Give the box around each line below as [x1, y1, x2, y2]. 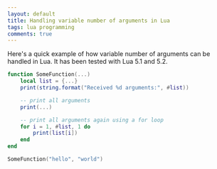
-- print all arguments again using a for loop [20, 116, 164, 124]
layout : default [7, 10, 55, 18]
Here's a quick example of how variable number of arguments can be [7, 50, 211, 58]
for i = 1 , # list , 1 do [20, 123, 91, 130]
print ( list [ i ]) [33, 129, 78, 137]
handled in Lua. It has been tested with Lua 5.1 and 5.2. [7, 58, 169, 66]
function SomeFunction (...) [7, 71, 91, 78]
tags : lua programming [7, 23, 75, 31]
